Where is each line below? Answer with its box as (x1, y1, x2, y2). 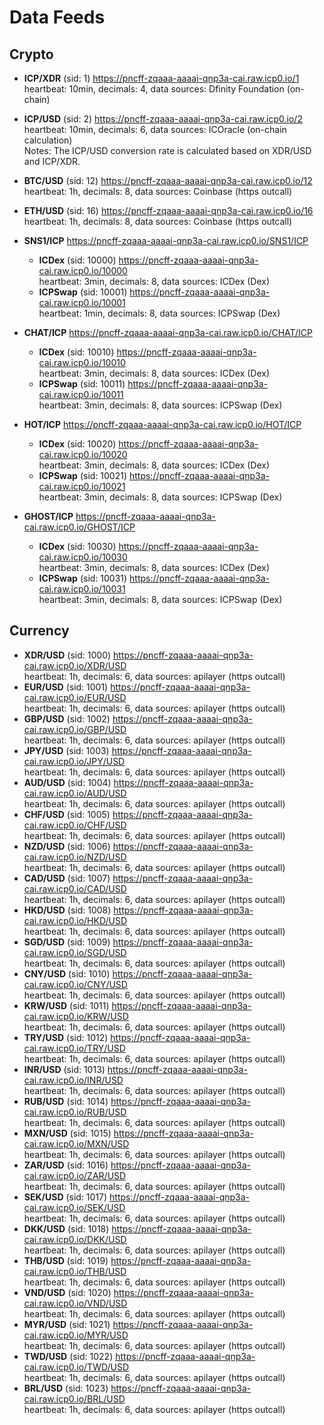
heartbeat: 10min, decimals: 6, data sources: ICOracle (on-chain (23, 124, 287, 135)
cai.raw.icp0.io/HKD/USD (23, 914, 128, 926)
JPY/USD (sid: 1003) (23, 744, 110, 756)
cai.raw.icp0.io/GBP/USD (23, 723, 127, 735)
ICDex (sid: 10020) (38, 438, 117, 450)
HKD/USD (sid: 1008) (23, 904, 112, 916)
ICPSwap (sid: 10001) (38, 286, 128, 298)
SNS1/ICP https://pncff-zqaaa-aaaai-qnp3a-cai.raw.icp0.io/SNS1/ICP (23, 235, 309, 246)
